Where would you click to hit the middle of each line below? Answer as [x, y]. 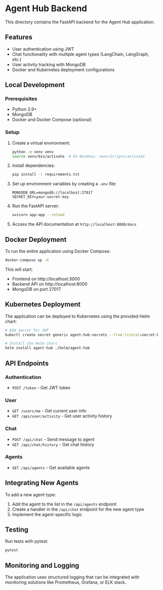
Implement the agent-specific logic [47, 514]
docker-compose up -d [27, 260]
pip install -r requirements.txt [46, 175]
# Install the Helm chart [31, 343]
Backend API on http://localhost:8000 [50, 284]
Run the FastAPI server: [36, 206]
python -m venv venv [33, 152]
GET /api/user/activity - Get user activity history [62, 416]
